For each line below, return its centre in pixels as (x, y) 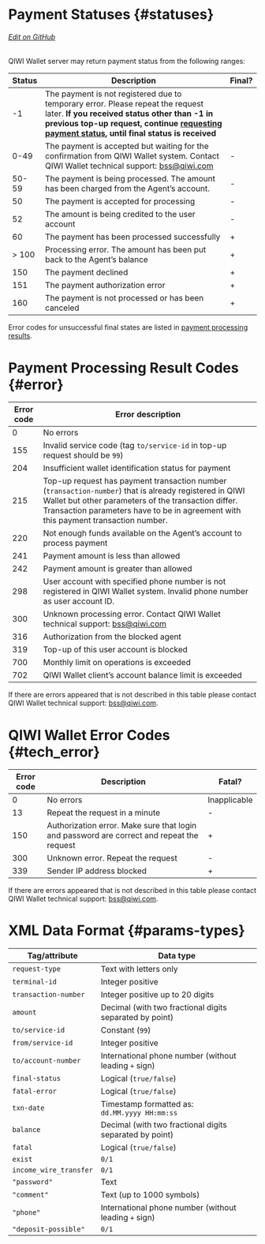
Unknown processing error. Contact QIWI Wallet (132, 615)
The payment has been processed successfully (132, 237)
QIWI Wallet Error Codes (90, 735)
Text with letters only (139, 969)
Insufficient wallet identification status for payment (137, 469)
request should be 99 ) (83, 455)
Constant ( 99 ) (126, 1030)
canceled (62, 308)
